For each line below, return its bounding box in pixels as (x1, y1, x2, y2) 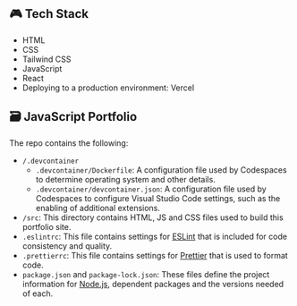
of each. (21, 288, 54, 299)
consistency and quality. (21, 240, 113, 251)
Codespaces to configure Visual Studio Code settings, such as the (35, 192, 281, 203)
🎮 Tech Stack (9, 6, 89, 21)
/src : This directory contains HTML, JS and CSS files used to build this (21, 212, 284, 223)
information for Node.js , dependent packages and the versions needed (21, 278, 284, 289)
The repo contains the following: (9, 137, 129, 149)
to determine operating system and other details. (35, 174, 216, 184)
